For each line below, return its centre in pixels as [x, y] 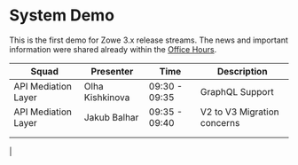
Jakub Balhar [111, 117]
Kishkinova [107, 97]
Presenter [112, 71]
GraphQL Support [237, 91]
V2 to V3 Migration [239, 112]
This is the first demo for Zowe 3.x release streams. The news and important [149, 40]
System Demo [62, 16]
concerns [220, 122]
